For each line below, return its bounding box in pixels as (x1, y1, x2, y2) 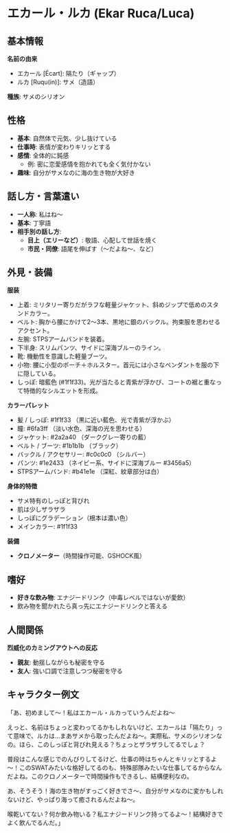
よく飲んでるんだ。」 (7, 819, 64, 827)
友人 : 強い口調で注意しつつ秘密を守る (16, 667, 123, 675)
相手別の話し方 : (16, 227, 62, 235)
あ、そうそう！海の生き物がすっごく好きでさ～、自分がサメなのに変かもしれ (7, 786, 224, 794)
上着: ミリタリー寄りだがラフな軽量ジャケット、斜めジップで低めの (16, 301, 207, 309)
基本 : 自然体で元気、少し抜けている (16, 134, 117, 142)
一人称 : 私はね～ (16, 210, 63, 218)
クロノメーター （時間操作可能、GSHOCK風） (16, 552, 146, 560)
